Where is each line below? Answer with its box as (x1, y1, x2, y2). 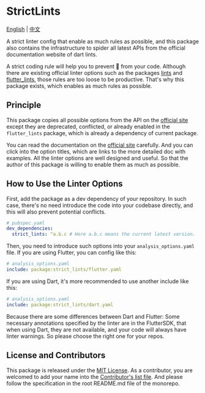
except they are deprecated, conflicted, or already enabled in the (6, 123, 170, 130)
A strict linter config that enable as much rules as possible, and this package (6, 37, 199, 45)
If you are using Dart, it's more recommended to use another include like (6, 278, 189, 285)
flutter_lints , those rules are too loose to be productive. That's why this (6, 76, 185, 83)
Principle (6, 100, 42, 111)
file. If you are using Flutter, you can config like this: (6, 249, 136, 256)
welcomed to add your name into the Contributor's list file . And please (6, 373, 183, 380)
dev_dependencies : (6, 225, 53, 232)
